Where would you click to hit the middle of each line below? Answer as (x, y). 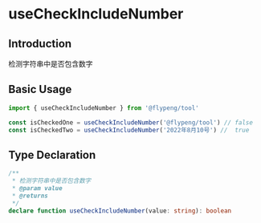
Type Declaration (52, 154)
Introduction (40, 44)
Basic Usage (40, 89)
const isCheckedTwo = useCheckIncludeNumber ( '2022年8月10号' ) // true (129, 130)
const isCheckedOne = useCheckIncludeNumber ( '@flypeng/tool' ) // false (130, 122)
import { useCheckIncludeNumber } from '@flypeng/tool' (104, 108)
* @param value (37, 189)
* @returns (30, 196)
